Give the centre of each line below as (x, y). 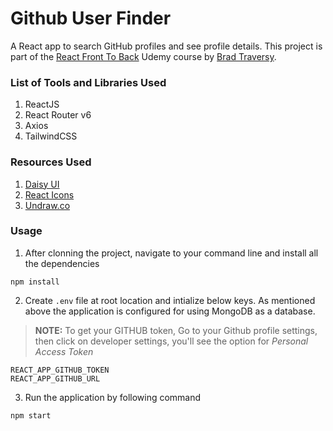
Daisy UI (42, 184)
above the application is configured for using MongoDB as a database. (170, 311)
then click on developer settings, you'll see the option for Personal (171, 341)
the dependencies (62, 263)
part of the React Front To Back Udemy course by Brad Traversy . (143, 56)
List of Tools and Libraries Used (88, 82)
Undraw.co (47, 205)
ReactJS (42, 104)
